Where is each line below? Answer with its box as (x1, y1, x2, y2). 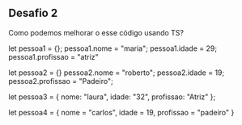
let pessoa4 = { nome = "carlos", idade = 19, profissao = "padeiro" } (8, 107, 235, 117)
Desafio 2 (8, 6, 58, 20)
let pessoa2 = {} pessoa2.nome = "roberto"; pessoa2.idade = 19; (8, 68, 225, 77)
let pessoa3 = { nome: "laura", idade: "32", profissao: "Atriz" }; (8, 92, 216, 102)
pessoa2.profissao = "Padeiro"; (8, 76, 113, 85)
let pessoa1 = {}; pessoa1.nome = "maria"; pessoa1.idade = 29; (8, 44, 217, 53)
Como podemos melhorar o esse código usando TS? (8, 27, 185, 37)
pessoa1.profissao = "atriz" (8, 52, 99, 61)
